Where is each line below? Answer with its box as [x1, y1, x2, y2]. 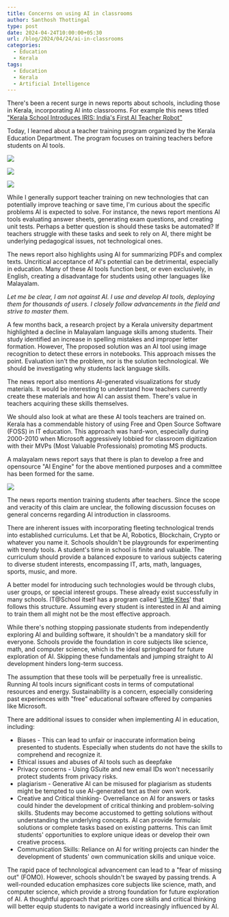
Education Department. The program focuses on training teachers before [7, 134, 213, 143]
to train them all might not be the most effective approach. [7, 610, 171, 618]
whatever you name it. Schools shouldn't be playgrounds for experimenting [7, 538, 219, 547]
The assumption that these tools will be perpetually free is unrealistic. [7, 673, 203, 681]
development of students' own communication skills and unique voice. [16, 853, 216, 861]
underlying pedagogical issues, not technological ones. [7, 237, 163, 246]
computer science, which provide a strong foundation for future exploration [7, 888, 219, 896]
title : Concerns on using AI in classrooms [7, 10, 133, 17]
